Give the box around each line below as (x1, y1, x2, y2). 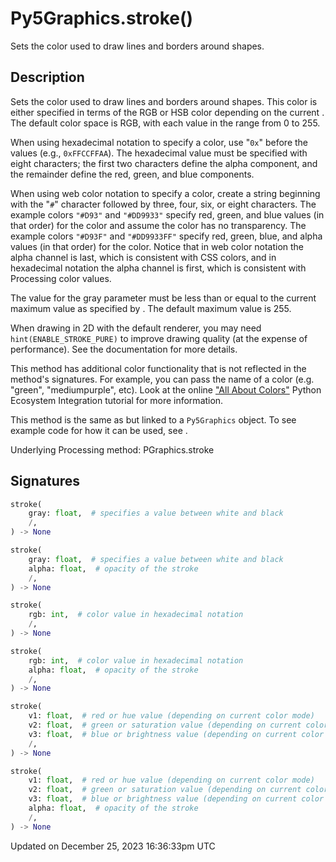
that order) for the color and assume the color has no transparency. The (10, 219, 307, 231)
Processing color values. (10, 272, 112, 284)
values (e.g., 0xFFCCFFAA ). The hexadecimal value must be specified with (10, 147, 308, 159)
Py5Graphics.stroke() (10, 7, 194, 30)
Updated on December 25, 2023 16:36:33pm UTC (10, 840, 216, 852)
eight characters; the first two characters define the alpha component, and (10, 157, 318, 169)
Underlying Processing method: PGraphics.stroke (10, 443, 215, 456)
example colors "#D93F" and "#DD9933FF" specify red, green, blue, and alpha (10, 230, 323, 242)
